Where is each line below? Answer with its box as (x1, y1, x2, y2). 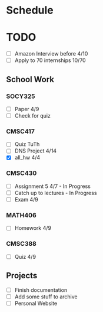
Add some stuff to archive (14, 293, 78, 300)
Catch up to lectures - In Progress (14, 189, 97, 196)
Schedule (6, 4, 54, 17)
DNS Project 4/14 (14, 147, 57, 154)
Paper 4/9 (14, 105, 39, 112)
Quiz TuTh (14, 141, 40, 148)
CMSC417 (6, 127, 35, 135)
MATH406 (6, 211, 36, 219)
